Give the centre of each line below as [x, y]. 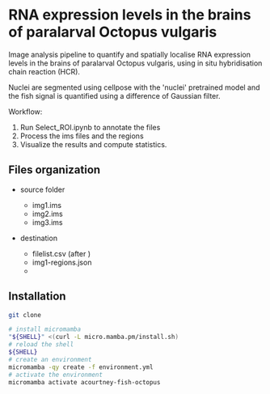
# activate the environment [56, 375]
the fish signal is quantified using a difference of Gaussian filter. [114, 95]
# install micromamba [45, 329]
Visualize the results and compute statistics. [93, 144]
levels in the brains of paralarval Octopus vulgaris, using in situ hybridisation [135, 63]
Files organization [55, 170]
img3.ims [47, 222]
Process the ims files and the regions [82, 136]
